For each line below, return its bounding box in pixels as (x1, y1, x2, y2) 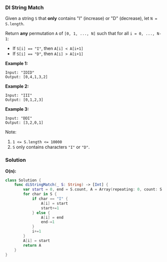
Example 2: (5, 83, 29, 89)
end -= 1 (40, 219, 55, 224)
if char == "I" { (31, 196, 68, 201)
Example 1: (5, 61, 28, 67)
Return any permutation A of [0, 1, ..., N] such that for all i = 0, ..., (5, 31, 155, 37)
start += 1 (40, 205, 59, 210)
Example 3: (5, 106, 29, 112)
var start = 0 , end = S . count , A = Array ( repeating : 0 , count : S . (23, 187, 164, 192)
